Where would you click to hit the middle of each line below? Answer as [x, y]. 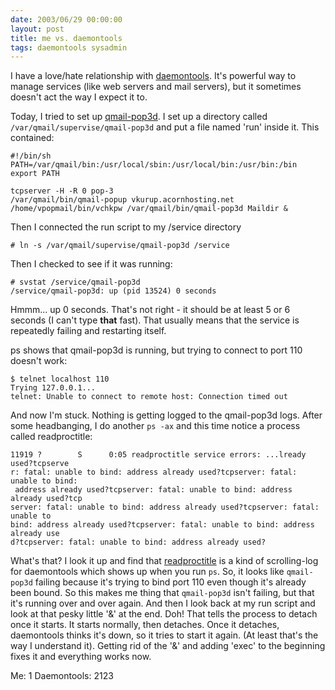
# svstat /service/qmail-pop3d [75, 282]
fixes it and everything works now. [81, 657]
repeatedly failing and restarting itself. [88, 331]
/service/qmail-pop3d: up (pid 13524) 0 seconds [113, 291]
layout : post [37, 29]
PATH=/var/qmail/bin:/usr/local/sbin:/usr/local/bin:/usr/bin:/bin [154, 165]
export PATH [35, 174]
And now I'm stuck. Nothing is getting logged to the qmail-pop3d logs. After [166, 415]
